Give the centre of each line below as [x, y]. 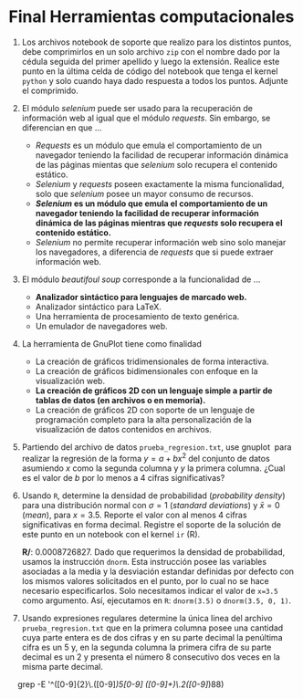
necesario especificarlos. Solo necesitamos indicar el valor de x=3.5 [150, 590]
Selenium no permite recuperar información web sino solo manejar [161, 242]
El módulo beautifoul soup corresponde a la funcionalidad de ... [141, 279]
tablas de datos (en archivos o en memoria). [120, 400]
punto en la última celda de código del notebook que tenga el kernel [150, 71]
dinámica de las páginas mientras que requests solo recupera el [159, 223]
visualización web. [70, 381]
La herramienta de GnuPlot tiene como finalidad [112, 343]
